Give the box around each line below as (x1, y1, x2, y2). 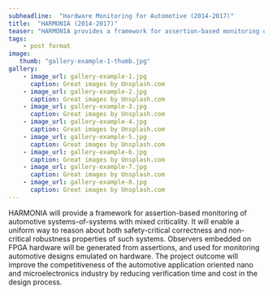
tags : (8, 34, 27, 43)
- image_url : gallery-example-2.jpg (23, 87, 148, 96)
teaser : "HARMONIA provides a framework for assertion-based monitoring (8, 27, 260, 35)
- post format (23, 42, 71, 50)
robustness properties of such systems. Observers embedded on (32, 233, 252, 244)
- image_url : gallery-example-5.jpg (23, 132, 148, 141)
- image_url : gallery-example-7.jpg (23, 163, 148, 171)
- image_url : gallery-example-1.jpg (23, 72, 148, 80)
